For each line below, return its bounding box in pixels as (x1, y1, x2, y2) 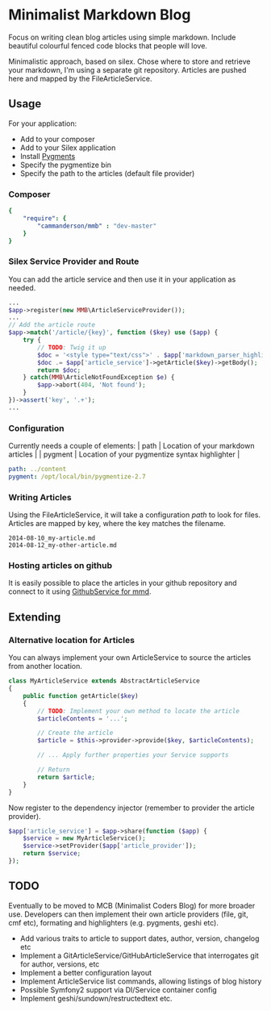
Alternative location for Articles (8, 634, 135, 645)
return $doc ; (37, 366, 81, 374)
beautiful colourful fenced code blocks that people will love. (8, 40, 208, 50)
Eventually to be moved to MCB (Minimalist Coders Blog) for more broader (8, 900, 256, 910)
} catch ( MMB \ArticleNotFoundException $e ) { (23, 374, 175, 382)
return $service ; (23, 850, 81, 858)
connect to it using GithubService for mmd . (8, 587, 152, 596)
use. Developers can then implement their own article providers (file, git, (8, 909, 248, 919)
